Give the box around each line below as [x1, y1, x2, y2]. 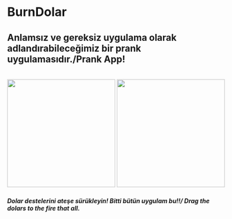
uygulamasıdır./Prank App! [7, 53, 126, 65]
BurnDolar [7, 4, 67, 20]
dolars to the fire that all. [7, 204, 81, 212]
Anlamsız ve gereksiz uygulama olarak [7, 32, 177, 44]
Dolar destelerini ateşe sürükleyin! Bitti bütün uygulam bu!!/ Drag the [7, 196, 210, 204]
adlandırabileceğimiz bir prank [7, 42, 142, 54]
